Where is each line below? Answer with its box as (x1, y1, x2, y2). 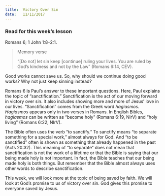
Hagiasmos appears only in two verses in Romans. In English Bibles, (5, 109, 144, 115)
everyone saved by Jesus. (5, 185, 59, 191)
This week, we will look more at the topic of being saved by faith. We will (5, 175, 153, 181)
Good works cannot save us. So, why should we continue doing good (5, 73, 146, 79)
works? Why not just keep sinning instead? (5, 78, 92, 84)
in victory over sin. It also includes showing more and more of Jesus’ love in (5, 98, 159, 104)
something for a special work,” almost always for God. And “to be (5, 134, 138, 140)
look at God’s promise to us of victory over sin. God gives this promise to (5, 180, 153, 186)
